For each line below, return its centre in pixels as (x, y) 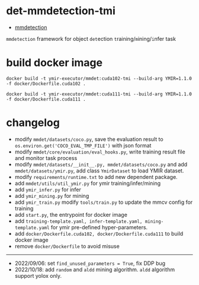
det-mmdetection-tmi (61, 11)
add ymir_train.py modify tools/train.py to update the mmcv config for (104, 202)
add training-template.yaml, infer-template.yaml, (78, 221)
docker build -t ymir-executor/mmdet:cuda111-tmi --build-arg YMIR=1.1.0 (99, 94)
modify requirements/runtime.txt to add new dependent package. (96, 177)
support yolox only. (38, 276)
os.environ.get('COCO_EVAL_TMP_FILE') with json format (83, 145)
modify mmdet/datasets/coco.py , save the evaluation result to (89, 139)
